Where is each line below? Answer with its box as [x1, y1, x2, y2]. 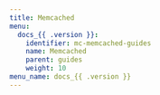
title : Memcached [9, 13, 75, 23]
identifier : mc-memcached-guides [25, 38, 152, 48]
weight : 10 [25, 64, 67, 73]
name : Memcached [25, 47, 88, 56]
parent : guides [25, 55, 83, 64]
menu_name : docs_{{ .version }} [9, 72, 131, 81]
